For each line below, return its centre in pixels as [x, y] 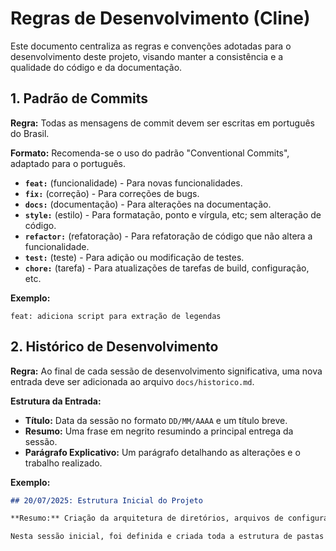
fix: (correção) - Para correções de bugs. [112, 193]
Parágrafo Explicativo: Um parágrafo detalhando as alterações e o [162, 452]
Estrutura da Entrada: [56, 401]
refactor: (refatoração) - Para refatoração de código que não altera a [168, 236]
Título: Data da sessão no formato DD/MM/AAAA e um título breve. [156, 420]
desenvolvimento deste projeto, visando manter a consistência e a [147, 56]
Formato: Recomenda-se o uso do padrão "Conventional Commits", [150, 153]
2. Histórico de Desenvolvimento [114, 347]
